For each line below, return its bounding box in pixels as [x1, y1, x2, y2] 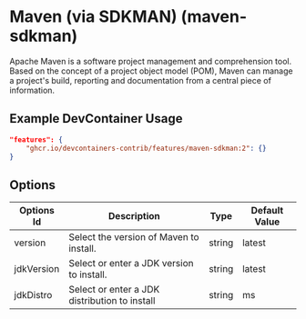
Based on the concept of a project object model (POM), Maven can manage [9, 65, 293, 76]
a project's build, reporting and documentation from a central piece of [9, 75, 271, 85]
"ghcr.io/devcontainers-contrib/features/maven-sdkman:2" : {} [25, 144, 267, 153]
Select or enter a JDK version [67, 257, 194, 270]
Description [107, 210, 161, 223]
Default [250, 204, 284, 217]
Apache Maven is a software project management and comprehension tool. [9, 55, 292, 66]
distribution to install [67, 294, 156, 307]
